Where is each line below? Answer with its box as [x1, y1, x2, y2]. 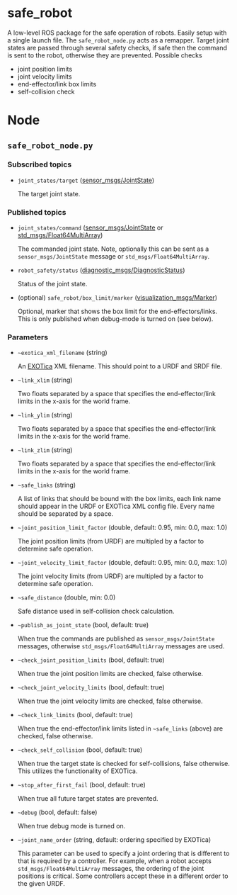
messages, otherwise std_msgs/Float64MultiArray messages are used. [17, 642, 225, 651]
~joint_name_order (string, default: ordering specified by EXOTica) [17, 835, 212, 844]
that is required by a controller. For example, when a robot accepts [17, 857, 212, 865]
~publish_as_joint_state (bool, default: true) [17, 621, 149, 629]
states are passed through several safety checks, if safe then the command [7, 43, 228, 52]
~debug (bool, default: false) [17, 808, 98, 816]
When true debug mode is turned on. [17, 822, 126, 831]
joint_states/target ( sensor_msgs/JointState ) [17, 176, 155, 184]
